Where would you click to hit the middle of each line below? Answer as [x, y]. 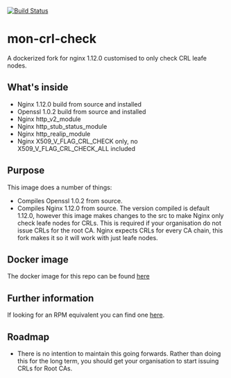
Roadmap [28, 337]
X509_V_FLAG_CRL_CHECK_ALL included [76, 148]
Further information [51, 298]
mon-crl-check [52, 39]
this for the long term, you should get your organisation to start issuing [118, 361]
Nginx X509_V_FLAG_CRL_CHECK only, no [77, 141]
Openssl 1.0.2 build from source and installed [82, 111]
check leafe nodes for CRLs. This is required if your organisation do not [119, 223]
